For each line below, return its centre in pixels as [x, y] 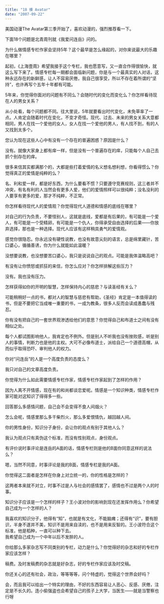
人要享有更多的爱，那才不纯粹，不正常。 [46, 196]
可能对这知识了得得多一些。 [37, 396]
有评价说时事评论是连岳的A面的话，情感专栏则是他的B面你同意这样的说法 [79, 448]
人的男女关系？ [24, 101]
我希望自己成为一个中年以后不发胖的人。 [46, 537]
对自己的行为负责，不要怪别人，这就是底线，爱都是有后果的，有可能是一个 [80, 216]
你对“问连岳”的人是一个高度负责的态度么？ [48, 359]
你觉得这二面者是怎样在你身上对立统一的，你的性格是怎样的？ [67, 475]
